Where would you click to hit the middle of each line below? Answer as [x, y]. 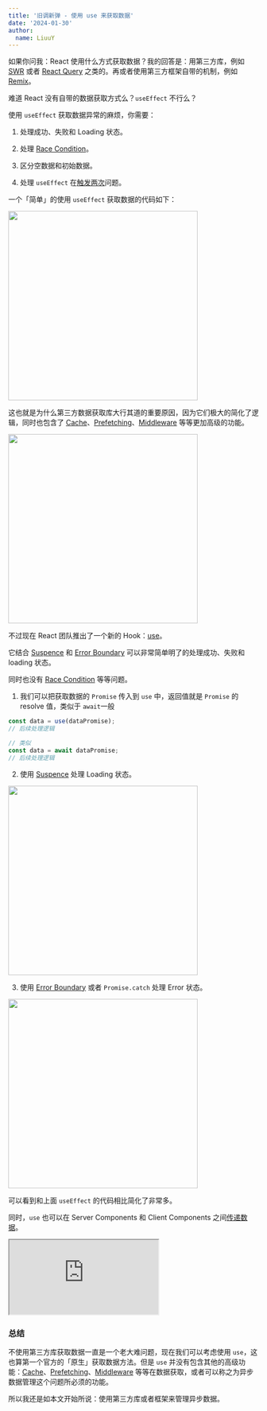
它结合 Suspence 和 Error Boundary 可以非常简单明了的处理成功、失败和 [127, 653]
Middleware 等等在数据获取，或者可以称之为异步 [174, 1371]
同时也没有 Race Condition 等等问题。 [70, 680]
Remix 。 [22, 81]
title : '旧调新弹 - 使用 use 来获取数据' [71, 16]
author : [21, 30]
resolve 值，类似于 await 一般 [67, 706]
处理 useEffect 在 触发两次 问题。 [73, 183]
